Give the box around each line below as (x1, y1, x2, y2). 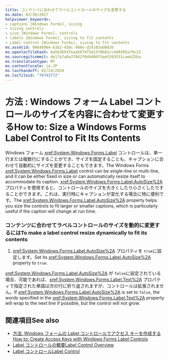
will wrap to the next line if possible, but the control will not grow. (5, 300, 140, 306)
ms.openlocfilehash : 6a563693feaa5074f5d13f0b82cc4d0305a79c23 (5, 49, 141, 54)
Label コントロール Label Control (12, 348, 80, 354)
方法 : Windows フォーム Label (5, 96, 134, 108)
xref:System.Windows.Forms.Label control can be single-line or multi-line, (5, 168, 160, 174)
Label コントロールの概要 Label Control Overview (12, 342, 115, 348)
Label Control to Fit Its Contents (5, 132, 141, 144)
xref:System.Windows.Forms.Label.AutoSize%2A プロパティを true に (12, 248, 157, 254)
